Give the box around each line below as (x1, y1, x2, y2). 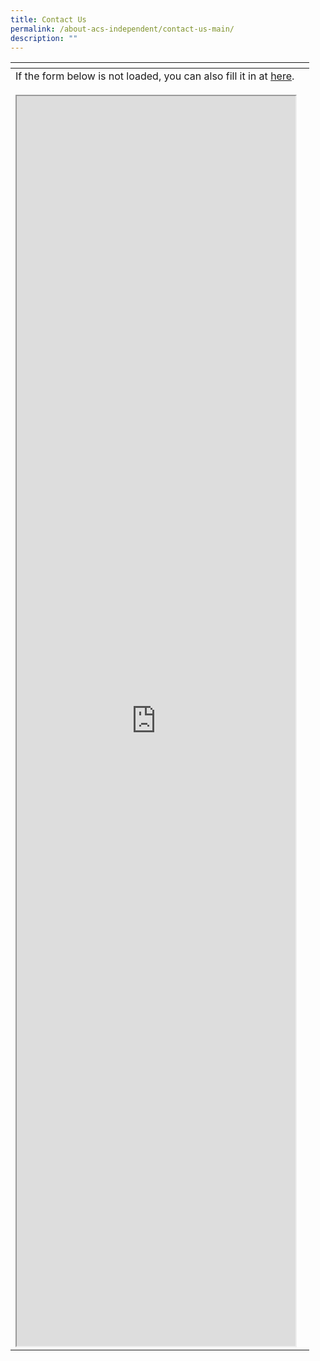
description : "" (10, 33, 78, 43)
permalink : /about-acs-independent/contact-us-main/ (10, 24, 235, 34)
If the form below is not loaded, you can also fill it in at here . (15, 69, 295, 83)
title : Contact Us (10, 14, 87, 25)
